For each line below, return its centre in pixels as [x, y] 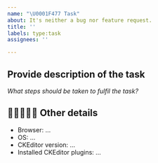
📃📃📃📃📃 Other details [53, 113]
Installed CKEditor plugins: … [59, 152]
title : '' [22, 27]
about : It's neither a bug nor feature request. [80, 20]
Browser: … [34, 129]
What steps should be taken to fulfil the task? [73, 91]
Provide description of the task [76, 74]
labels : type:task [34, 33]
